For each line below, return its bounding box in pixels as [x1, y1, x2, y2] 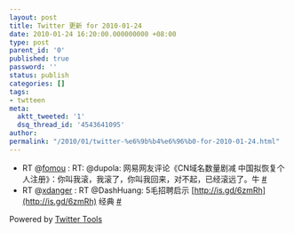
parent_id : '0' [9, 46, 66, 55]
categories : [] [9, 79, 66, 88]
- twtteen [9, 95, 46, 105]
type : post [9, 37, 50, 47]
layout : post [9, 12, 58, 22]
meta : [9, 104, 29, 113]
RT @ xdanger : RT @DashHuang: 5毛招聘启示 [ [21, 184, 195, 196]
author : [9, 129, 38, 138]
